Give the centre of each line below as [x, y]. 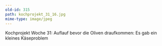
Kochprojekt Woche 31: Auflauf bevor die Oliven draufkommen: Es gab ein [81, 33]
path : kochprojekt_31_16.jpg [35, 14]
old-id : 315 [17, 10]
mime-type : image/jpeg [29, 19]
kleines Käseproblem [27, 38]
